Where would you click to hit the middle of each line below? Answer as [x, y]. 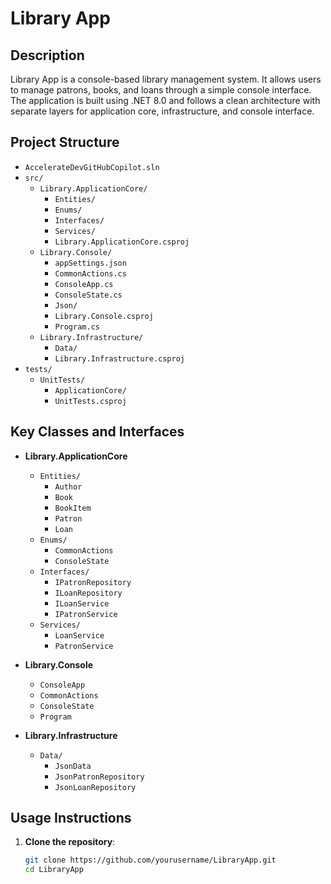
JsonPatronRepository [99, 777]
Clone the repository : [70, 842]
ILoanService [82, 603]
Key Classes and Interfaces [97, 432]
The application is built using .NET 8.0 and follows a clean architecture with [165, 100]
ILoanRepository [88, 593]
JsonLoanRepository [95, 787]
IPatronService [86, 614]
